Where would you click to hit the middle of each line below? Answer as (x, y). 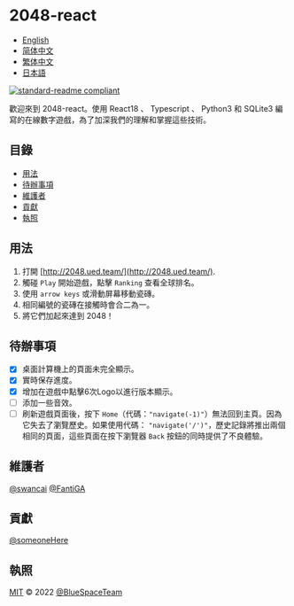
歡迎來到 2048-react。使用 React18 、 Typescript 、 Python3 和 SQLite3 (141, 108)
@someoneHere (39, 540)
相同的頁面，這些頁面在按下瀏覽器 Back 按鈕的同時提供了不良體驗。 (145, 436)
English (35, 40)
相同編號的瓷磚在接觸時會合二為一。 (88, 304)
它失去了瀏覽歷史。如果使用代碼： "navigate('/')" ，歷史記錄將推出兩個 (154, 424)
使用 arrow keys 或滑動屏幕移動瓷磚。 (91, 293)
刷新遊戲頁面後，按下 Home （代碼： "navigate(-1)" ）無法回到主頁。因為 (152, 414)
